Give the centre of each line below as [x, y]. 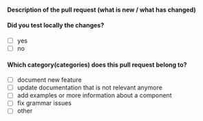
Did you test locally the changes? [56, 25]
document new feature [49, 80]
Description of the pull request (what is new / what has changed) [101, 10]
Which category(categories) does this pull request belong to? [97, 65]
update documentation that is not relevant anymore [90, 88]
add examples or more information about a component [94, 96]
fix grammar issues [44, 103]
